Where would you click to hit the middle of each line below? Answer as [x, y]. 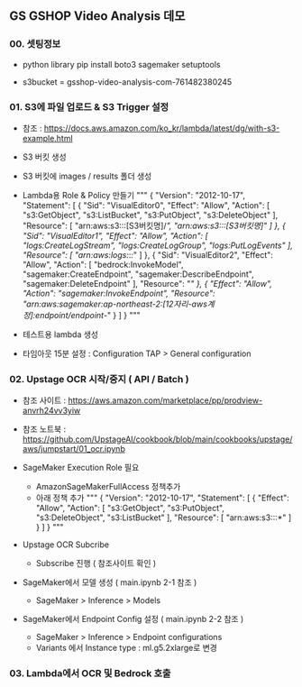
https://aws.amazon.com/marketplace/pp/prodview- [165, 400]
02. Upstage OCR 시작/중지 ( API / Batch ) [99, 379]
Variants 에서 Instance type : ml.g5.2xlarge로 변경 [127, 648]
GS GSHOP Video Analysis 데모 [97, 16]
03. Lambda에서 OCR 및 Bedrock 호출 [90, 673]
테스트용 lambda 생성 [60, 334]
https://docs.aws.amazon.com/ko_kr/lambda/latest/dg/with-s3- [162, 128]
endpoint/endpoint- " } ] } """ [88, 315]
